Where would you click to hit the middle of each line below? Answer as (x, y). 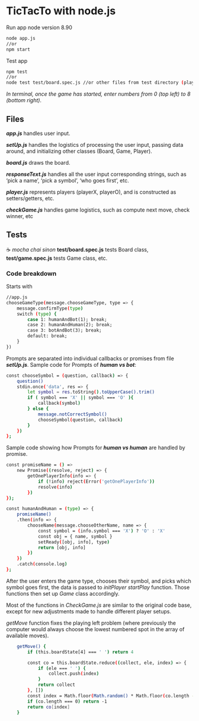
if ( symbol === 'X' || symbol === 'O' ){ (81, 398)
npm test (17, 72)
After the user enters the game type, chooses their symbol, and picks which (99, 581)
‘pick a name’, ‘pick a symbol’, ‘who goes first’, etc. (68, 180)
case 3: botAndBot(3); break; (65, 330)
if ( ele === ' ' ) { (62, 668)
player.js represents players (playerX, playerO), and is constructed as (91, 192)
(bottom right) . (24, 100)
